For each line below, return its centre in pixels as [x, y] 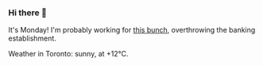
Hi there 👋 [28, 13]
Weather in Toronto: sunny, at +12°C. [68, 54]
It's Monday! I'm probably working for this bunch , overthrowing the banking [132, 30]
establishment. [33, 38]
